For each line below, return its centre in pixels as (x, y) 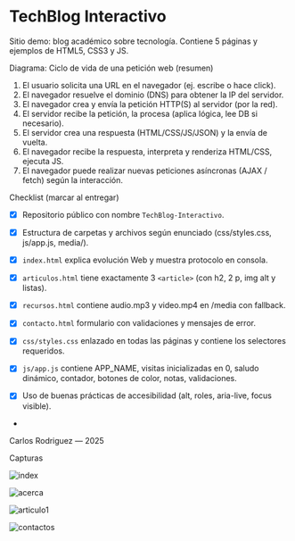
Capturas (26, 458)
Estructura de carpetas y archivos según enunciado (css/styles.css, (147, 233)
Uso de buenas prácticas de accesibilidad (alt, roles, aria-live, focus (147, 395)
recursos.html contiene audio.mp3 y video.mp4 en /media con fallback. (154, 305)
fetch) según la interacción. (72, 179)
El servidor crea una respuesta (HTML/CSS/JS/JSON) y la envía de (144, 132)
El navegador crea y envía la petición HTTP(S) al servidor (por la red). (150, 104)
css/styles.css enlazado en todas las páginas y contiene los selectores (154, 341)
